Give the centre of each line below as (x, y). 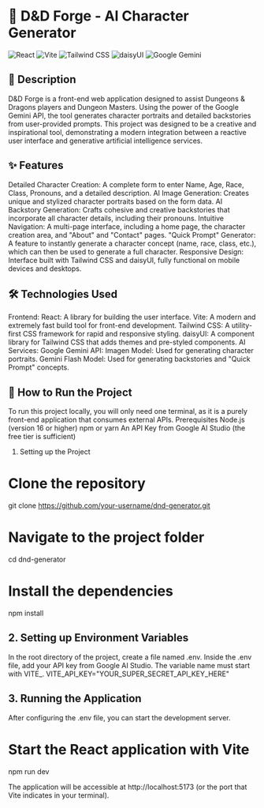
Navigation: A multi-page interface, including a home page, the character (127, 226)
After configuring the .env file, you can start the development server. (119, 717)
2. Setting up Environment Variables (99, 638)
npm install (26, 613)
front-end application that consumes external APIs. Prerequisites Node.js (127, 420)
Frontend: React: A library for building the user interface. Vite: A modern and (132, 317)
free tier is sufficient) (42, 437)
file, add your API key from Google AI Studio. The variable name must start (129, 665)
